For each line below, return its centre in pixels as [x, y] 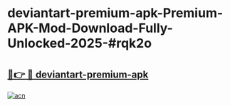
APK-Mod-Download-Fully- [90, 28]
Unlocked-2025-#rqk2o [79, 43]
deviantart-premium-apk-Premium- [115, 13]
